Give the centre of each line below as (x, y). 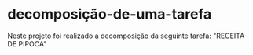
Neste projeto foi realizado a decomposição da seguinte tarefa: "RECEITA (126, 36)
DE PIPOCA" (27, 43)
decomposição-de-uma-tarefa (110, 14)
